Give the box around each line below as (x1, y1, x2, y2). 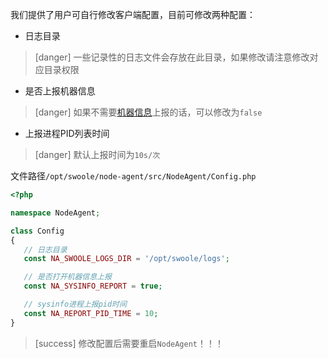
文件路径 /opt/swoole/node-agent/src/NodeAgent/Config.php (10, 170, 257, 182)
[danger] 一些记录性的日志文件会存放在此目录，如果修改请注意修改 (34, 51, 310, 63)
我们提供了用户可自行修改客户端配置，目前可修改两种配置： (10, 9, 256, 20)
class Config (10, 226, 65, 236)
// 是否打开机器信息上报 (23, 272, 112, 282)
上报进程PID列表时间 (24, 128, 110, 139)
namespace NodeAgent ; (10, 208, 101, 218)
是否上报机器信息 (24, 85, 96, 97)
